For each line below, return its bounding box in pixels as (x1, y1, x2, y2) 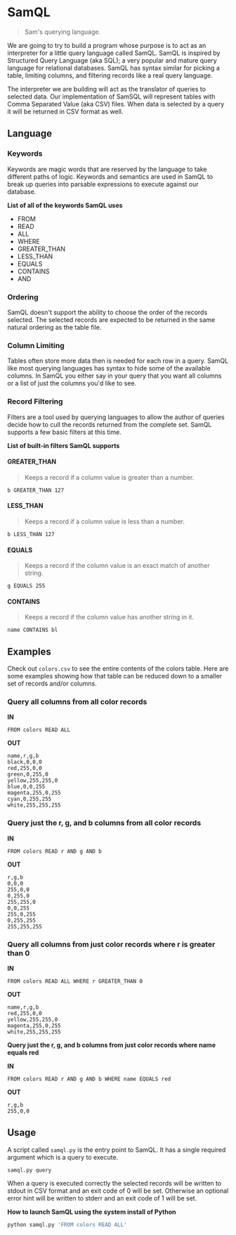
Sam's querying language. (24, 27, 101, 36)
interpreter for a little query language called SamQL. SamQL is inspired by (7, 49, 221, 57)
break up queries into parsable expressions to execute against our (7, 180, 199, 188)
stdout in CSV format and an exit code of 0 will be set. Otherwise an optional (7, 1186, 229, 1195)
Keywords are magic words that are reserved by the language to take (7, 165, 207, 173)
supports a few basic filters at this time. (7, 428, 122, 436)
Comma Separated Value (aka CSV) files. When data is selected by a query (7, 99, 225, 108)
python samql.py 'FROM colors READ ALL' (7, 1221, 128, 1228)
